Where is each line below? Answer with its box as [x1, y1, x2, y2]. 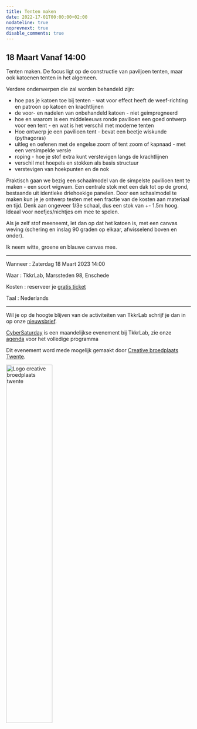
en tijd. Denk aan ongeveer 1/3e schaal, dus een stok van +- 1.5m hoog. [6, 202, 179, 209]
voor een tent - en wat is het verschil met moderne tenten [14, 122, 154, 129]
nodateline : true [6, 19, 49, 25]
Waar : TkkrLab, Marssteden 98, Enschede [6, 272, 110, 279]
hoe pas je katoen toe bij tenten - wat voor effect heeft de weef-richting [14, 96, 188, 103]
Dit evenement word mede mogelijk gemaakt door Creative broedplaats [6, 346, 179, 353]
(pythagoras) [14, 134, 46, 141]
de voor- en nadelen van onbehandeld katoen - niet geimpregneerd [14, 109, 178, 116]
